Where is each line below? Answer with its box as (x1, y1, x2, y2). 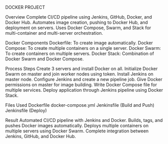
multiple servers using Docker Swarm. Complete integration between (5, 128, 149, 134)
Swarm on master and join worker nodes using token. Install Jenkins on (5, 71, 154, 77)
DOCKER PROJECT (5, 5, 45, 10)
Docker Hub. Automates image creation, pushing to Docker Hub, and (5, 20, 148, 25)
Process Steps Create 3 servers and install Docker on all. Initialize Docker (5, 65, 158, 71)
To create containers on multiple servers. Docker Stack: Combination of (5, 50, 154, 56)
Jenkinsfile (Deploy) (5, 108, 47, 113)
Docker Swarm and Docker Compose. (5, 56, 84, 62)
